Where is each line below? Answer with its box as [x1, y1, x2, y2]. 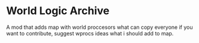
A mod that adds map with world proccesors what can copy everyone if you [6, 24, 193, 31]
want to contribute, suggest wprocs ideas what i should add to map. [6, 29, 174, 37]
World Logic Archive [6, 4, 110, 18]
